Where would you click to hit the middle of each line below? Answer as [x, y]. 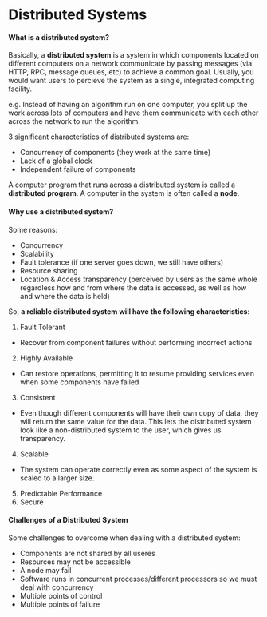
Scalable [34, 454]
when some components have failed [79, 382]
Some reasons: [33, 229]
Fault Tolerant [42, 327]
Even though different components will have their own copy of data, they [139, 412]
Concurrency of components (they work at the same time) [115, 153]
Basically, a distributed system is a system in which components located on [133, 55]
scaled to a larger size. [57, 478]
